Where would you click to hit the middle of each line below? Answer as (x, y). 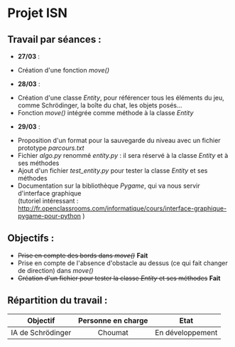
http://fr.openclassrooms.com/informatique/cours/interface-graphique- (122, 208)
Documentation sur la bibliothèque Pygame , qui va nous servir (109, 186)
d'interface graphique (49, 193)
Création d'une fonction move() (64, 70)
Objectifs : (31, 239)
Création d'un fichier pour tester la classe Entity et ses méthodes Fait (119, 278)
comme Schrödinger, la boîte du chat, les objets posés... (100, 105)
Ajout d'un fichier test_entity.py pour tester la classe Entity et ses (113, 171)
